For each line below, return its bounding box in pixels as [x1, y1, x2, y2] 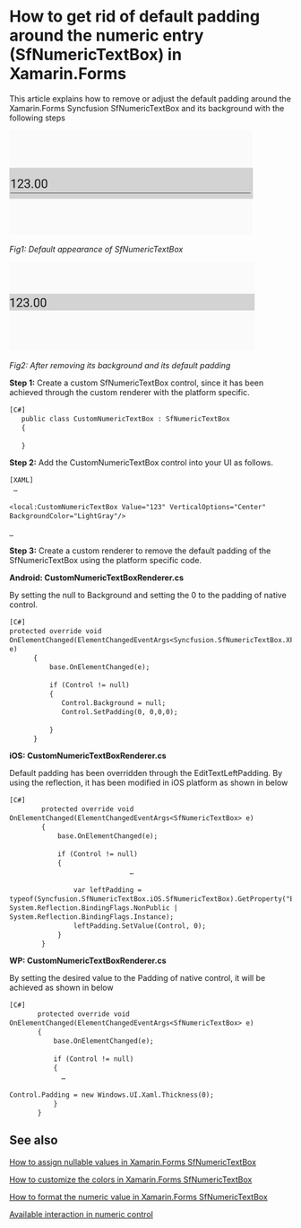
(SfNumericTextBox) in [9, 45, 182, 65]
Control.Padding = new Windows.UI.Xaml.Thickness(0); [9, 1090, 215, 1100]
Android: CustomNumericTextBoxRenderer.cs [9, 572, 185, 583]
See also [9, 1133, 58, 1148]
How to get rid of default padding [9, 6, 261, 27]
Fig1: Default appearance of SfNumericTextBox [9, 243, 184, 254]
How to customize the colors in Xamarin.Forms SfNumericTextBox [9, 1174, 253, 1185]
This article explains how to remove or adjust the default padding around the [9, 93, 291, 104]
